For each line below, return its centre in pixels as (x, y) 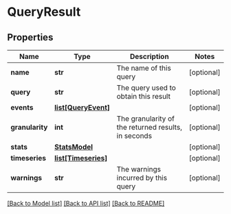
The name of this (144, 68)
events (22, 107)
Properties (30, 37)
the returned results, (149, 127)
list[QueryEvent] (82, 107)
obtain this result (143, 96)
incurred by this (142, 178)
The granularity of (146, 119)
